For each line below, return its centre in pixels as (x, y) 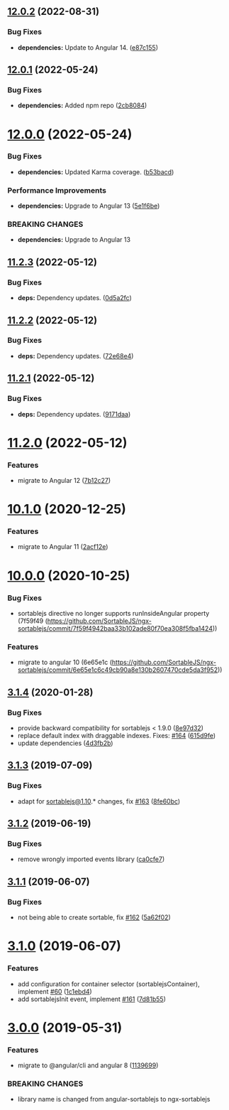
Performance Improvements (57, 190)
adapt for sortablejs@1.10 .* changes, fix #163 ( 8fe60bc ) (99, 801)
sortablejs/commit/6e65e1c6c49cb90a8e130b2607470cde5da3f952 (118, 670)
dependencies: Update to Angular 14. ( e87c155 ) (88, 47)
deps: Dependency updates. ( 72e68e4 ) (76, 356)
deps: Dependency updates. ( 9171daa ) (74, 414)
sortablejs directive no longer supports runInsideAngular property (113, 613)
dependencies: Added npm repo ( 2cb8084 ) (82, 105)
